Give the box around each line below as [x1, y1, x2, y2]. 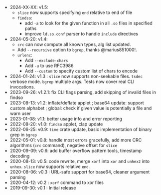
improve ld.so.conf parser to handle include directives [24, 31, 139, 36]
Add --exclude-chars [24, 57, 68, 63]
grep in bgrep [9, 132, 37, 137]
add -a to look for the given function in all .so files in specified [24, 20, 153, 26]
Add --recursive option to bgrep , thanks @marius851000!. [17, 47, 137, 52]
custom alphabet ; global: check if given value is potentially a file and [9, 105, 152, 111]
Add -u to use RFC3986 [24, 62, 74, 68]
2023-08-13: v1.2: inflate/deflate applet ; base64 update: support [9, 100, 144, 105]
